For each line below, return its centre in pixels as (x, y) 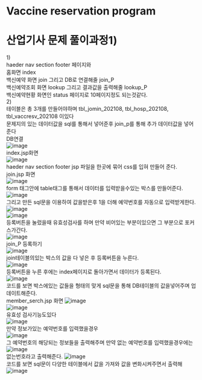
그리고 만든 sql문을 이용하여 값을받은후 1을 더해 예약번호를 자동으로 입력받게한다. (101, 202)
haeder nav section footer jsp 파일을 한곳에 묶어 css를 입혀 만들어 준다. (92, 167)
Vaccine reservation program (81, 11)
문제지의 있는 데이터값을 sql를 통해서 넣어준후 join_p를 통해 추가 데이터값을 (94, 124)
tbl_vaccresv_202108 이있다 (40, 116)
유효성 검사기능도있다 (31, 315)
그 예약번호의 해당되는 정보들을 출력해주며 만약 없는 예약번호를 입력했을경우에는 (100, 343)
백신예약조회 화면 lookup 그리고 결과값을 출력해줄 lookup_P (77, 87)
